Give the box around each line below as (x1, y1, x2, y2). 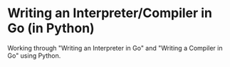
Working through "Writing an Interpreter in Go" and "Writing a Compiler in (7, 43, 223, 52)
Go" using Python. (7, 51, 61, 60)
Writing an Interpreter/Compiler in (7, 5, 212, 21)
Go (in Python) (7, 20, 95, 36)
